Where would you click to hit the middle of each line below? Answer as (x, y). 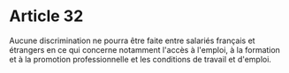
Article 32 (46, 16)
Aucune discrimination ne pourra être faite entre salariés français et (132, 40)
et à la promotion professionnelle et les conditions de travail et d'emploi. (141, 59)
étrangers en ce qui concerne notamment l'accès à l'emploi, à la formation (145, 49)
